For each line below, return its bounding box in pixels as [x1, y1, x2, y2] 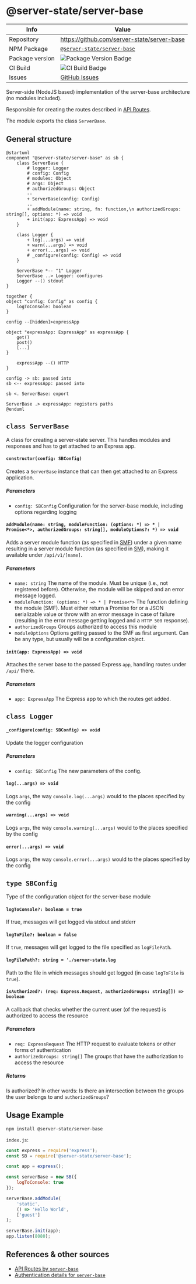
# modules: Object [27, 175, 72, 181]
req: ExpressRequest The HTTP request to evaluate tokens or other [14, 1040, 176, 1047]
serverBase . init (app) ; [6, 1228, 61, 1234]
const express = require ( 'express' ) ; [6, 1147, 98, 1153]
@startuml [6, 149, 30, 156]
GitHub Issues [60, 73, 99, 81]
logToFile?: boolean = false [6, 932, 77, 938]
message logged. [14, 592, 57, 599]
